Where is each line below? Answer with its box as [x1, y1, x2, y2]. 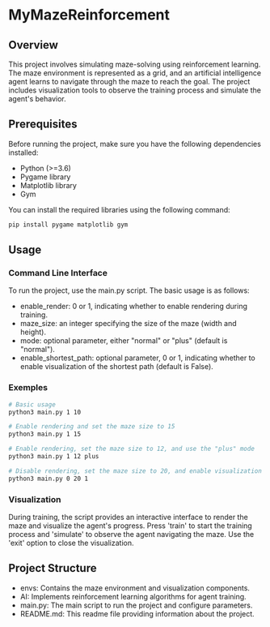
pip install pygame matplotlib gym [8, 221, 129, 229]
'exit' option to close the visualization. [8, 538, 134, 548]
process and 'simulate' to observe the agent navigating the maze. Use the [8, 529, 255, 539]
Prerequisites [8, 118, 78, 131]
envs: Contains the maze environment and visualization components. [19, 582, 251, 593]
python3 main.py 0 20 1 [8, 475, 89, 483]
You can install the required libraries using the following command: [8, 204, 230, 214]
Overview [8, 38, 59, 52]
